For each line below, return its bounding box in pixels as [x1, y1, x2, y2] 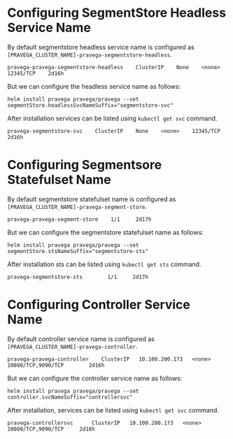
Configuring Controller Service [7, 297, 191, 312]
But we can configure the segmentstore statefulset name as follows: [7, 228, 204, 236]
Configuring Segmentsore [7, 157, 162, 173]
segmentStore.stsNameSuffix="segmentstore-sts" [7, 247, 149, 254]
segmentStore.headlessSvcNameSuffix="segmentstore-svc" [7, 101, 174, 109]
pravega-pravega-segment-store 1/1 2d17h [7, 215, 152, 223]
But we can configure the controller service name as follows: [7, 374, 183, 382]
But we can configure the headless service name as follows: [7, 82, 181, 90]
